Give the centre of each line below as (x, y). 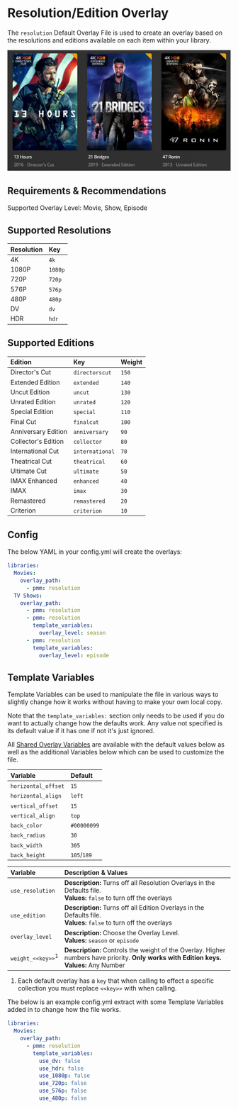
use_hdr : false (61, 1069)
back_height (28, 855)
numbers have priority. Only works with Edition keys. (143, 957)
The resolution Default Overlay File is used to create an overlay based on (115, 33)
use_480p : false (63, 1098)
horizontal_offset (38, 786)
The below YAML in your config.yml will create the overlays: (95, 552)
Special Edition (32, 412)
